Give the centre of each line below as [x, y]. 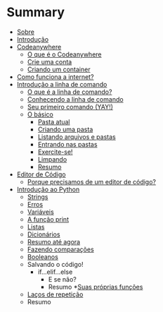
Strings [38, 197]
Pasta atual [54, 121]
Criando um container [59, 69]
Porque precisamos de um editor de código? [91, 181]
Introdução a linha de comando [62, 84]
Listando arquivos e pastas [77, 137]
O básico [40, 114]
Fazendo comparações [60, 249]
